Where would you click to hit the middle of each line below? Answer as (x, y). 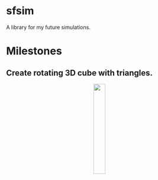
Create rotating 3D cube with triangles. (79, 73)
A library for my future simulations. (48, 27)
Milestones (34, 51)
